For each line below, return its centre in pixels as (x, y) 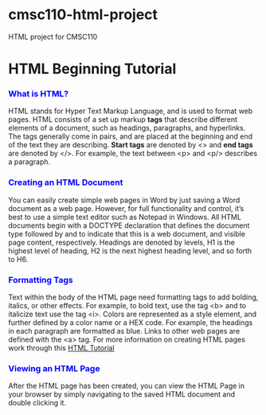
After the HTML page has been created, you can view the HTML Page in (127, 386)
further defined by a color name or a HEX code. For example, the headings (131, 323)
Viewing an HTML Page (54, 368)
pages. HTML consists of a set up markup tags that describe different (123, 119)
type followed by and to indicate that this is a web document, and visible (127, 233)
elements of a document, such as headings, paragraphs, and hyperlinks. (127, 128)
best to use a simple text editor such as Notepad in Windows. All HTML (125, 217)
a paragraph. (29, 162)
